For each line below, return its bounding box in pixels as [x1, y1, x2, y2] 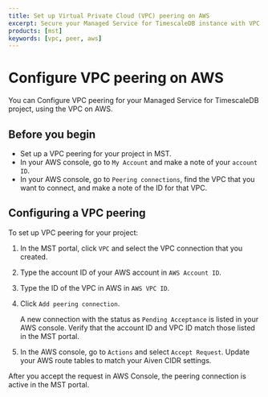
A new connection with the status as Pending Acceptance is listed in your [19, 314, 259, 324]
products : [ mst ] [8, 27, 63, 35]
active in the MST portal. [8, 379, 90, 389]
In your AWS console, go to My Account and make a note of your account [19, 158, 258, 167]
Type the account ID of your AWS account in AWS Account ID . [19, 267, 222, 277]
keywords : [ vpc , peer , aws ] [8, 34, 103, 43]
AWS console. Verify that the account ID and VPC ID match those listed [19, 323, 255, 333]
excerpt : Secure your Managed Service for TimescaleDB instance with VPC [8, 19, 261, 27]
